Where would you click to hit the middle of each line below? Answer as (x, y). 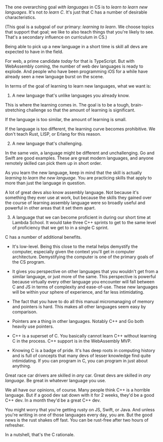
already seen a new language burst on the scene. (54, 77)
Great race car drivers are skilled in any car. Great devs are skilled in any (78, 375)
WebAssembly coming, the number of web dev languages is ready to (74, 66)
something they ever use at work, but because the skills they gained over (78, 197)
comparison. (25, 312)
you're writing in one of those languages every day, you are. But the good (79, 415)
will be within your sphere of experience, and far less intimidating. (78, 292)
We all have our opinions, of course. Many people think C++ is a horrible (78, 390)
